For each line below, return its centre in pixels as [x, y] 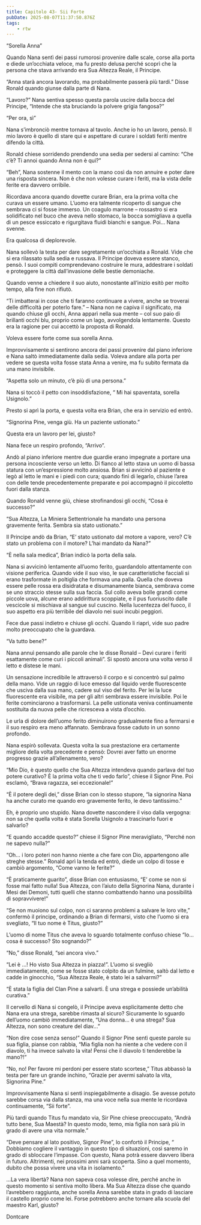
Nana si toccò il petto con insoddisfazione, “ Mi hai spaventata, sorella [93, 393]
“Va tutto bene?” [26, 641]
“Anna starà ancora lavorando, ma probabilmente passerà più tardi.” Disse [97, 82]
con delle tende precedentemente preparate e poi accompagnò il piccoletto [100, 483]
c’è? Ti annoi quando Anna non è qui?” [54, 161]
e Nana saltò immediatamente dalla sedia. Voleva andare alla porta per [93, 357]
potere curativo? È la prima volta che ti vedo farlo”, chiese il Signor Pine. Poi [100, 776]
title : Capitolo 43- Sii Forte [45, 12]
